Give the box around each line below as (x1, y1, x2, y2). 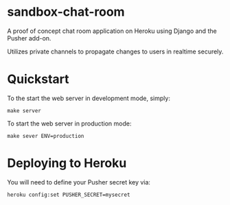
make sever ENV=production (7, 132, 84, 139)
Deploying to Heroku (7, 156, 127, 171)
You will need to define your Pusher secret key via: (7, 178, 151, 186)
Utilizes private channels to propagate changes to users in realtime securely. (7, 47, 224, 56)
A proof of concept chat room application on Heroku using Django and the (7, 27, 218, 35)
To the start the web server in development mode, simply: (7, 94, 170, 102)
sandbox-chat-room (7, 4, 125, 20)
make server (7, 107, 41, 114)
